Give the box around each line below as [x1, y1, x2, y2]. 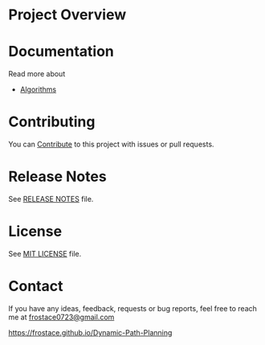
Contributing [8, 113, 96, 131]
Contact [8, 277, 63, 295]
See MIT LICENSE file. [8, 248, 82, 258]
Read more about [8, 69, 66, 79]
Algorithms [19, 84, 57, 94]
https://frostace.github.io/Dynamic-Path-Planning [8, 327, 173, 337]
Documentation [8, 43, 115, 61]
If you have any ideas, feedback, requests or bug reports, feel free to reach [8, 303, 257, 313]
